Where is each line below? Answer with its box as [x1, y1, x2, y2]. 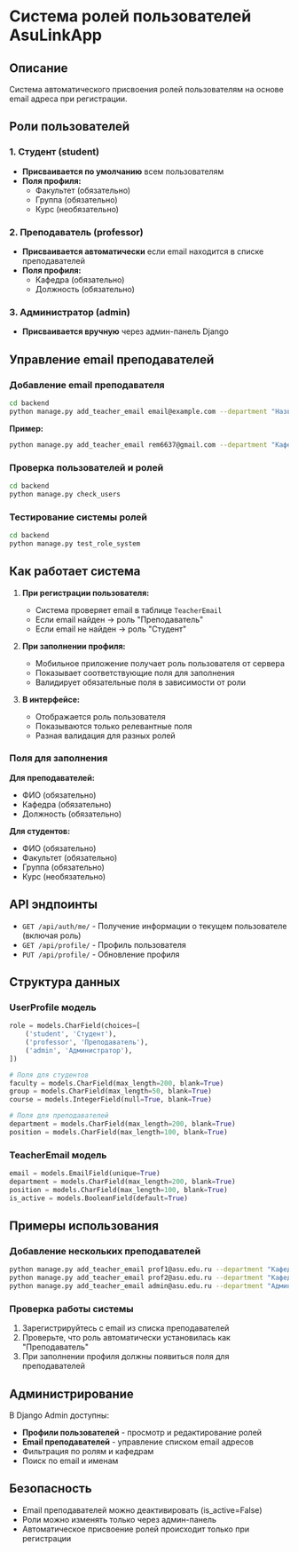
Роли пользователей [9, 119, 130, 134]
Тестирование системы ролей [9, 511, 148, 523]
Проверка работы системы [9, 1302, 135, 1315]
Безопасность [9, 1481, 92, 1496]
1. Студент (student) [9, 146, 100, 158]
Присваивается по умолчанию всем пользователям [21, 166, 224, 177]
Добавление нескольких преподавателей [9, 1245, 201, 1257]
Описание [9, 60, 68, 76]
